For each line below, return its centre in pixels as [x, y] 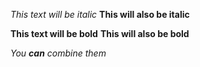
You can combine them [58, 53]
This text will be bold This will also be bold [100, 33]
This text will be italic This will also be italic [100, 14]
